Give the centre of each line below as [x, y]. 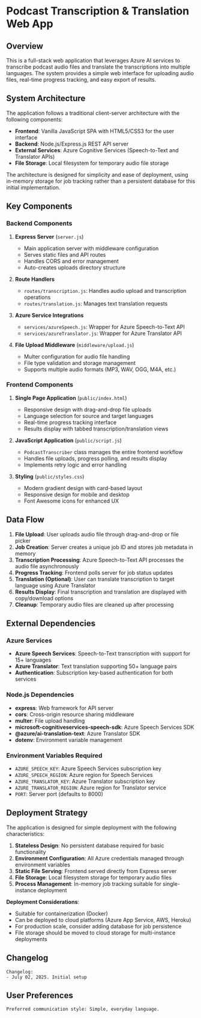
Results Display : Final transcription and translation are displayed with [101, 592]
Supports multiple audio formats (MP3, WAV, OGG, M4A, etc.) [100, 369]
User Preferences [40, 995]
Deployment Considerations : [43, 902]
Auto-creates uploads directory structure [75, 267]
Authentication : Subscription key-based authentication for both [94, 673]
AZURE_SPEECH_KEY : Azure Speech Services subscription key [88, 768]
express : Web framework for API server [64, 708]
